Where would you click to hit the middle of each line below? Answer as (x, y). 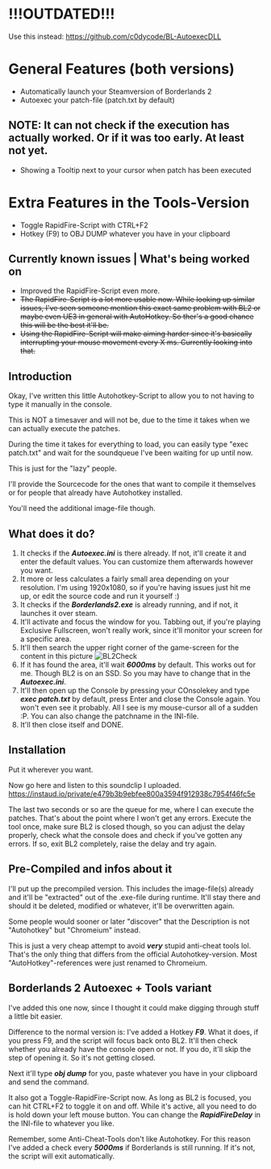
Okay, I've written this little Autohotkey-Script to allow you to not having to (131, 396)
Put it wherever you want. (51, 769)
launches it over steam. (59, 614)
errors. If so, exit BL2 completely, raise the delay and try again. (113, 844)
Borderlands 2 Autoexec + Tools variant (110, 989)
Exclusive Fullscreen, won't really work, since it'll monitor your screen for (141, 631)
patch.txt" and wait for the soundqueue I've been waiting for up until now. (131, 453)
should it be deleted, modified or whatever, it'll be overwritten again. (122, 906)
